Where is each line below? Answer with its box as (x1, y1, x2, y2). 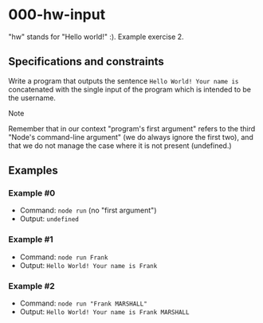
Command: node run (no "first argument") (19, 205, 157, 216)
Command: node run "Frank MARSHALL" (19, 298, 147, 308)
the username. (8, 93, 56, 103)
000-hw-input (8, 6, 106, 24)
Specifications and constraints (8, 55, 165, 68)
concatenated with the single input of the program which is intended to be (8, 84, 252, 94)
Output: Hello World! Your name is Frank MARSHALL (19, 307, 190, 317)
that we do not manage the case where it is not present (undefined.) (8, 141, 233, 150)
